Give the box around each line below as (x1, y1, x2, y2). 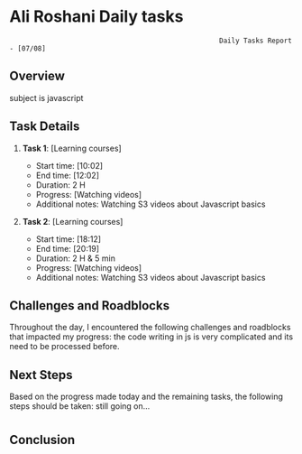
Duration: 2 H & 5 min (35, 253, 115, 264)
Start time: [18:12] (35, 233, 102, 245)
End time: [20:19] (35, 243, 100, 254)
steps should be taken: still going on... (9, 401, 151, 412)
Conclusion (9, 432, 76, 448)
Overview (9, 69, 66, 84)
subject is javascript (9, 92, 84, 103)
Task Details (9, 119, 80, 134)
